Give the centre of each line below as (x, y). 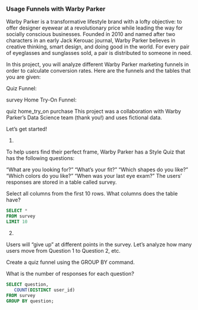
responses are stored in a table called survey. (61, 182)
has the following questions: (40, 158)
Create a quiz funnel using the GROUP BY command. (70, 262)
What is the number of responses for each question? (70, 273)
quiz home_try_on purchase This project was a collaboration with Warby (94, 112)
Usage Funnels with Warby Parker (56, 9)
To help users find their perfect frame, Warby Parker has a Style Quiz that (95, 152)
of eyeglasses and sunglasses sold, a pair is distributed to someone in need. (99, 53)
